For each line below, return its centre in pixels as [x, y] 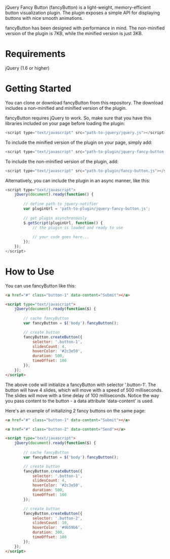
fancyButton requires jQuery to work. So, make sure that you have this [78, 118]
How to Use [30, 271]
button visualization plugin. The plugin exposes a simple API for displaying [83, 13]
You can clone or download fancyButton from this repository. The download [84, 102]
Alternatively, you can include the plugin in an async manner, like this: [78, 181]
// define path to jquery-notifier [61, 204]
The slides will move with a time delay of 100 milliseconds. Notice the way [82, 395]
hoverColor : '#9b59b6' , [57, 528]
